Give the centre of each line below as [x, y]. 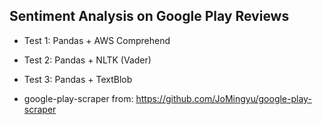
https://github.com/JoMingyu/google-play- [223, 98]
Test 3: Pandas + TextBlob [78, 79]
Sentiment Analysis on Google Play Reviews [149, 16]
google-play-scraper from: [78, 98]
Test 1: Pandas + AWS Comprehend [97, 40]
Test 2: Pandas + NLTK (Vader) [87, 60]
